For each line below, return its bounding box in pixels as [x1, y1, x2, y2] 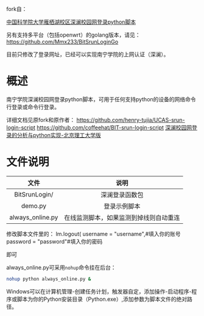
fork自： [6, 5, 27, 12]
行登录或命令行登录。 [6, 103, 60, 110]
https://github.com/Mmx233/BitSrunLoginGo [6, 38, 119, 45]
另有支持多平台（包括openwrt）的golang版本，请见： [6, 31, 141, 38]
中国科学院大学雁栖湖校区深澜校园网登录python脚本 [6, 18, 136, 26]
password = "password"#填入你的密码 [6, 237, 103, 245]
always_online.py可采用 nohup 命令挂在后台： [6, 264, 116, 271]
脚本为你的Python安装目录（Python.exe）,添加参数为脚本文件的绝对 [16, 295, 188, 303]
